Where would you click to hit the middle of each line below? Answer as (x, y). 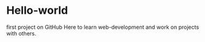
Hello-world (37, 10)
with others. (21, 33)
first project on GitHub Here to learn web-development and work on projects (103, 27)
